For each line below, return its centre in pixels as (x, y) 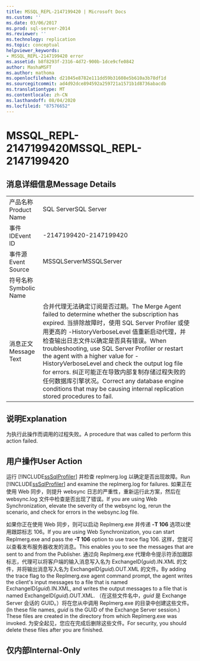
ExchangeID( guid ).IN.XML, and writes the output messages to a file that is (97, 589)
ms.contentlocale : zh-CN (37, 95)
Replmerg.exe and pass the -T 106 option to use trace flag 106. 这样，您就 (97, 539)
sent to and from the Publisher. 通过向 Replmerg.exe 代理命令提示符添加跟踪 (99, 554)
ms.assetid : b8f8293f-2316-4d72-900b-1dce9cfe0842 (70, 61)
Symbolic (22, 288)
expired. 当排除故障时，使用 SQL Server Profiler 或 (113, 323)
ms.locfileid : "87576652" (38, 106)
